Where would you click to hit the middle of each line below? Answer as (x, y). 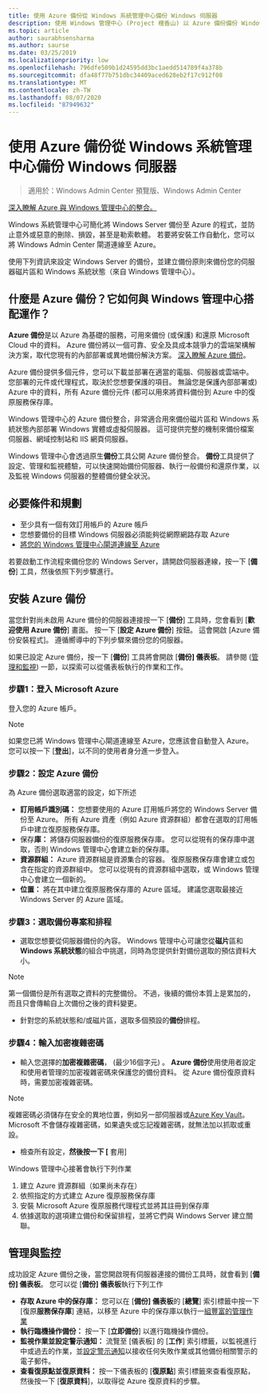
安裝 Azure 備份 (47, 599)
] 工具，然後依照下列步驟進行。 (67, 571)
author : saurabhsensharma (51, 38)
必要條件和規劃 (45, 503)
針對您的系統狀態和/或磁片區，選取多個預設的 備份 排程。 (112, 1020)
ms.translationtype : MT (48, 82)
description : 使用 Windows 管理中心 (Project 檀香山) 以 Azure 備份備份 (123, 23)
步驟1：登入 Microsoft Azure (64, 689)
